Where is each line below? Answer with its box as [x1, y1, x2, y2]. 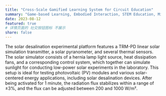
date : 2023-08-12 [5, 16, 41, 21]
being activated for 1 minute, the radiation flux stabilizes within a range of [5, 80, 154, 86]
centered [5, 75, 24, 81]
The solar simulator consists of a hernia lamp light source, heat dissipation [5, 54, 157, 60]
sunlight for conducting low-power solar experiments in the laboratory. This [5, 64, 159, 70]
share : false [5, 30, 32, 35]
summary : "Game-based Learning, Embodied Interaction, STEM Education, [5, 12, 156, 17]
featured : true [5, 21, 37, 26]
